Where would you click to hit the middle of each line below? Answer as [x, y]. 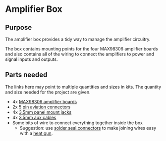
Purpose [19, 27]
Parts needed [26, 75]
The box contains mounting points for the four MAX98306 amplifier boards [82, 49]
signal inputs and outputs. [31, 59]
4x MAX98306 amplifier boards [45, 101]
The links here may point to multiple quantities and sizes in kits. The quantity [83, 87]
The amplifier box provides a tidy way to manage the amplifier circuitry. [78, 39]
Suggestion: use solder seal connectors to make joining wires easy [88, 128]
